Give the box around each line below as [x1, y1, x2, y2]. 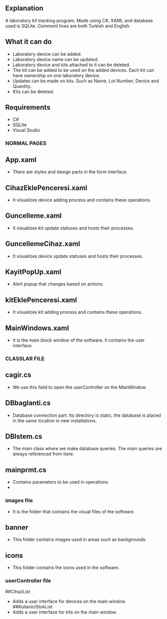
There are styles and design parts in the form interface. [12, 169, 128, 175]
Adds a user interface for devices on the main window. [12, 598, 126, 604]
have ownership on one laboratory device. [12, 72, 101, 78]
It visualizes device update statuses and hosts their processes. [12, 253, 143, 259]
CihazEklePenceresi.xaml [5, 183, 87, 192]
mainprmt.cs [5, 465, 47, 474]
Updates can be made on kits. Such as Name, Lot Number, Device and [12, 78, 159, 84]
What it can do [5, 37, 52, 46]
